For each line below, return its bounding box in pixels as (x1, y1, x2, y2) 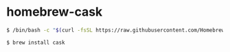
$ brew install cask (6, 39, 66, 46)
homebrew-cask (6, 4, 103, 20)
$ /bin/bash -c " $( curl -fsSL (6, 27, 93, 34)
